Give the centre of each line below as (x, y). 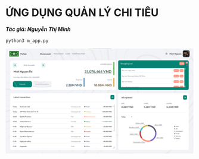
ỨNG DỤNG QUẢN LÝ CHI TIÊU (82, 13)
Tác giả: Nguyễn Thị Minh (38, 29)
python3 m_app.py (27, 41)
